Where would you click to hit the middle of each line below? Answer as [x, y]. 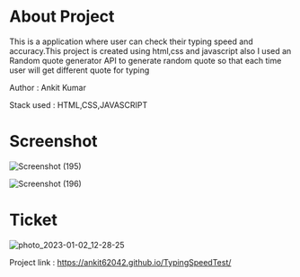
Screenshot [53, 142]
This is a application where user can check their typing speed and [131, 41]
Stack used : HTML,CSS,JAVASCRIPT [79, 104]
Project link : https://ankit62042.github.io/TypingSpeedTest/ [120, 262]
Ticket [34, 220]
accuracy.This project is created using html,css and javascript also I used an [150, 50]
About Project [62, 17]
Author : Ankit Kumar [48, 87]
